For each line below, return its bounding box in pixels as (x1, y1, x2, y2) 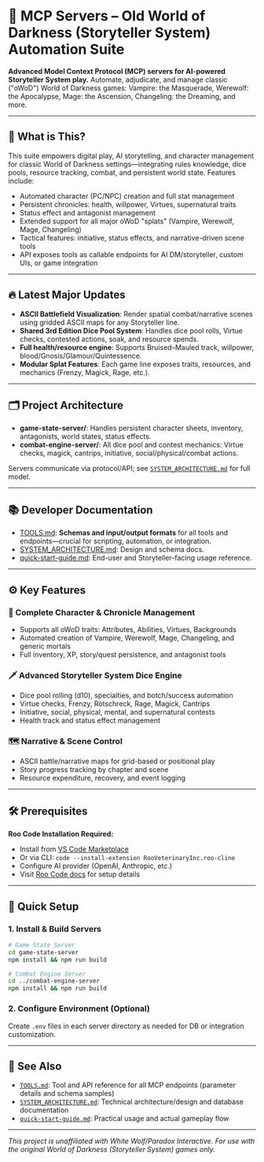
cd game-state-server (8, 948, 79, 956)
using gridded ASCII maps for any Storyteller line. (19, 318, 180, 327)
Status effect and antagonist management (19, 208, 156, 217)
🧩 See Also (8, 1059, 62, 1072)
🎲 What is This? (8, 130, 86, 144)
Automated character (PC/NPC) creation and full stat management (19, 191, 235, 200)
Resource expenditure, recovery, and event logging (19, 774, 186, 783)
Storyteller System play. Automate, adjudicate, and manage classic (8, 75, 228, 84)
